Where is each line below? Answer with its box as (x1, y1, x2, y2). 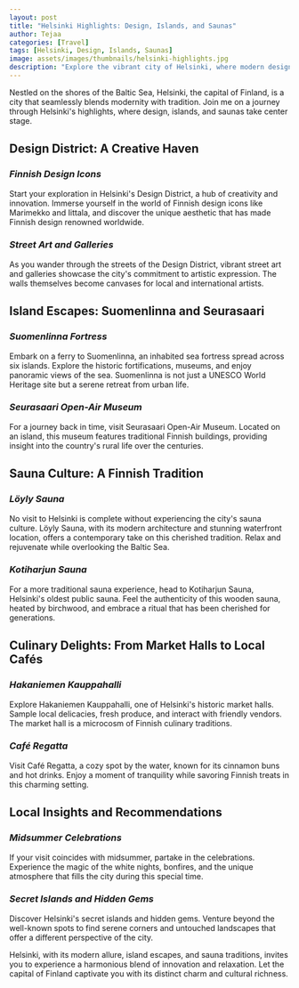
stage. (9, 115, 33, 126)
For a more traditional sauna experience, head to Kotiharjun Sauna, (9, 584, 255, 595)
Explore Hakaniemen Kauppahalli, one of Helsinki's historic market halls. (9, 699, 274, 709)
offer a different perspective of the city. (9, 932, 154, 943)
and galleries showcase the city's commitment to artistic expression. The (9, 268, 278, 279)
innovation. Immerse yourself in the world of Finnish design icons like (9, 198, 263, 208)
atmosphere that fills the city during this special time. (9, 871, 204, 881)
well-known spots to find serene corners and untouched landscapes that (9, 922, 276, 933)
